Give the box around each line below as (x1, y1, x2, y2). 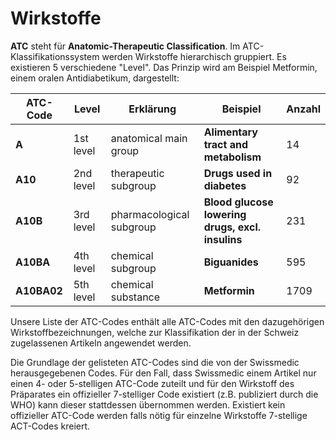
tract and (203, 137, 248, 151)
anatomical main (110, 131, 188, 145)
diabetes (203, 178, 247, 192)
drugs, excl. (203, 220, 262, 234)
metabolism (203, 150, 262, 164)
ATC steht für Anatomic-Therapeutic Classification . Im (10, 40, 241, 52)
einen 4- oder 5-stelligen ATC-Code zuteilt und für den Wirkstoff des (10, 377, 295, 389)
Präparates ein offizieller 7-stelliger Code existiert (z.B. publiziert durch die (10, 388, 319, 400)
